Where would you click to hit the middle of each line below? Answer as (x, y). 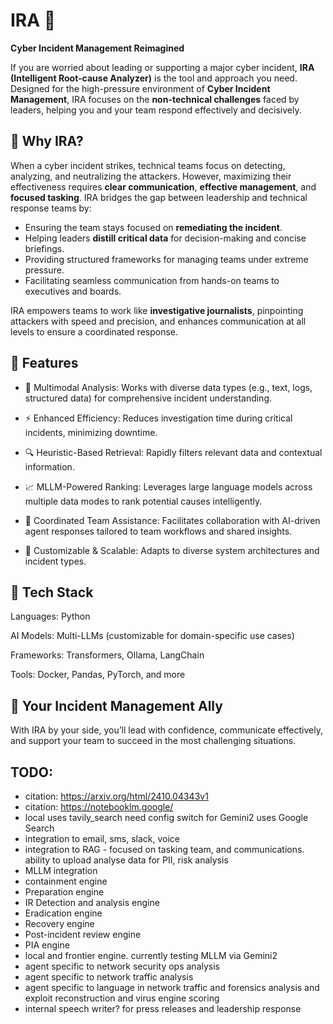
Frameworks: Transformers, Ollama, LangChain (107, 655)
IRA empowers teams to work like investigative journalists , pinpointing (157, 310)
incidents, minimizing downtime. (91, 432)
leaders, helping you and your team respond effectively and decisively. (156, 110)
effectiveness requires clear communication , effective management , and (163, 186)
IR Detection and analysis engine (92, 902)
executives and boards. (73, 291)
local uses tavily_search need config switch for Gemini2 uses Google (166, 817)
